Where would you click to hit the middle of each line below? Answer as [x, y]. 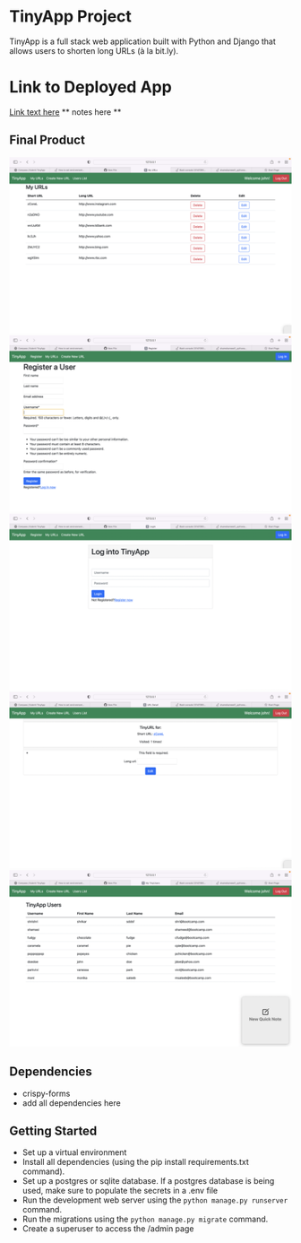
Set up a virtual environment [74, 1152]
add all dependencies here [71, 1103]
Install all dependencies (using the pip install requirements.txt [135, 1162]
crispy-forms [46, 1093]
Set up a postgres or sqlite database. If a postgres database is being [148, 1181]
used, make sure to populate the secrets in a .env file [120, 1191]
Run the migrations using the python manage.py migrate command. [145, 1219]
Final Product [47, 140]
